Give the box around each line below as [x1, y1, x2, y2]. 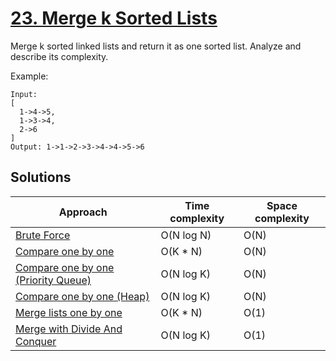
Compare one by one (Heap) [15, 289, 150, 303]
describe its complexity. [10, 50, 109, 62]
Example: [10, 70, 49, 82]
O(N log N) [160, 228, 212, 242]
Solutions [10, 169, 72, 186]
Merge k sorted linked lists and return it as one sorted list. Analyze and [10, 40, 302, 52]
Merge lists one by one [15, 305, 123, 319]
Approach [58, 205, 108, 219]
